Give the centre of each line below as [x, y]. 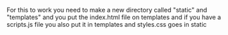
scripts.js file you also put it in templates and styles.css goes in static [107, 24]
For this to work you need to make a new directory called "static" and [107, 10]
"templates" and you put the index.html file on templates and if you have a [114, 17]
